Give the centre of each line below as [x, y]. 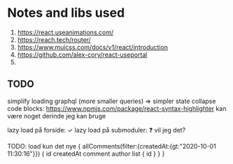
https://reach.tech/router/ [54, 39]
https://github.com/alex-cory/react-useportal [82, 55]
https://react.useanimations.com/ [65, 32]
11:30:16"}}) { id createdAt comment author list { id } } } [86, 153]
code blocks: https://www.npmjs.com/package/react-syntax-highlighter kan [117, 108]
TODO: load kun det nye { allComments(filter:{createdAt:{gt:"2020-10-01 [112, 146]
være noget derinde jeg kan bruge [57, 116]
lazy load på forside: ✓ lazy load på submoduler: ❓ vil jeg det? [97, 130]
